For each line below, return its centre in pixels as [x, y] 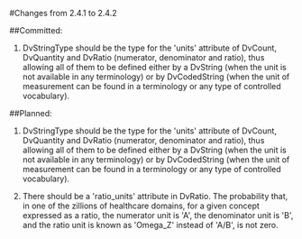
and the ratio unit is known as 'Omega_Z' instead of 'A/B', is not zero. [151, 225]
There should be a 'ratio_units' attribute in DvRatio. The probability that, [155, 196]
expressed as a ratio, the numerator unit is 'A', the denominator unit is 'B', [158, 215]
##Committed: [36, 30]
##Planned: [31, 113]
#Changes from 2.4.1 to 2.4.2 [63, 13]
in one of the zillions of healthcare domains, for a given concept [141, 206]
